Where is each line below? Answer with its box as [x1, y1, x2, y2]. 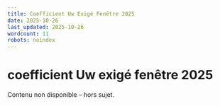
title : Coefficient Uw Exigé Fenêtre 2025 [7, 10, 135, 18]
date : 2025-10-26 [7, 17, 59, 24]
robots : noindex [7, 37, 55, 44]
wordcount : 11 [7, 30, 50, 37]
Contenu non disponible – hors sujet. [7, 90, 115, 99]
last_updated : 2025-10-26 [7, 23, 84, 30]
